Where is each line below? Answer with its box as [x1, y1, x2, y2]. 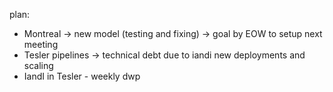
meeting [23, 39, 59, 50]
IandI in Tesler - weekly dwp [23, 70, 141, 82]
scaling [23, 60, 54, 71]
